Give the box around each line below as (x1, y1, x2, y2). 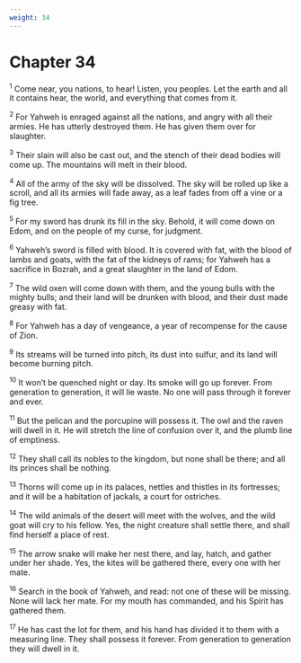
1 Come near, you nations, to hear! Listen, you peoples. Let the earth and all (9, 82, 288, 94)
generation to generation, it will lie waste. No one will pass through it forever (9, 387, 292, 398)
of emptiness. (9, 434, 60, 445)
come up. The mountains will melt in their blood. (9, 159, 188, 170)
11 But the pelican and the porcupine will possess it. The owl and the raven (9, 414, 284, 426)
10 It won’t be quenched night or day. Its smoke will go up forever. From (9, 376, 272, 388)
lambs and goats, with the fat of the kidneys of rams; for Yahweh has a (9, 253, 271, 265)
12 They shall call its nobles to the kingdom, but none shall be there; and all (9, 451, 286, 464)
